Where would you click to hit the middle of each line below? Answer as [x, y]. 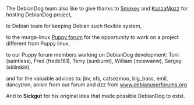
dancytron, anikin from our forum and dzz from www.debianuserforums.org [97, 85]
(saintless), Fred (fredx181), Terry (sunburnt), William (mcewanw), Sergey [94, 61]
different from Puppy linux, [38, 43]
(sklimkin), [18, 67]
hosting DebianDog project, [39, 15]
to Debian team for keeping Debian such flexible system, [74, 26]
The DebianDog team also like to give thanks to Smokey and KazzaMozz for [97, 8]
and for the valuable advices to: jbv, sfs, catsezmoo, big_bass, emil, [87, 78]
